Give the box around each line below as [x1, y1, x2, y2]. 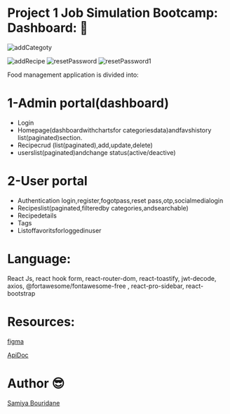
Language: [7, 251, 72, 267]
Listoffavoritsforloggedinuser [17, 226, 102, 234]
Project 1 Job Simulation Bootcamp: [7, 5, 219, 21]
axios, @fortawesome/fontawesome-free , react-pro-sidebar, [7, 282, 184, 290]
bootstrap [7, 289, 36, 297]
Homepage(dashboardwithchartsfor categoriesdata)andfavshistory [17, 125, 212, 134]
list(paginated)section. [17, 133, 83, 142]
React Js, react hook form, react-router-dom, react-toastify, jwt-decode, [7, 274, 217, 282]
